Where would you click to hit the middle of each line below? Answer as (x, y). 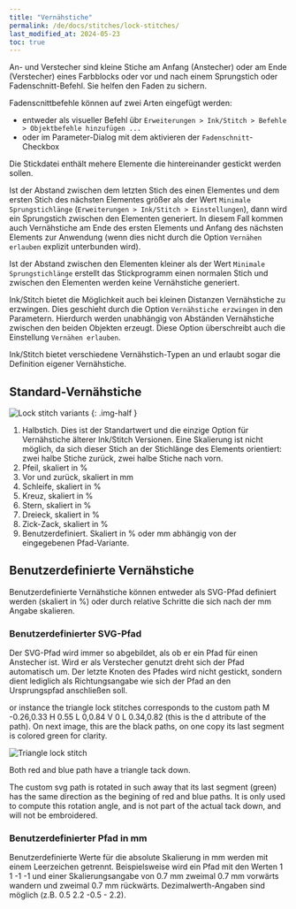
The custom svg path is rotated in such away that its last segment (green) (143, 787)
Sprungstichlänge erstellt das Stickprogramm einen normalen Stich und (139, 273)
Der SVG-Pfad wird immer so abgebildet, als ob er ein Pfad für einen (133, 653)
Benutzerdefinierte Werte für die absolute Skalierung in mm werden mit (139, 858)
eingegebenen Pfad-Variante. (76, 543)
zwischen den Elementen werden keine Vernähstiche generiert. (125, 283)
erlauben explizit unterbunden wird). (75, 247)
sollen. (21, 173)
